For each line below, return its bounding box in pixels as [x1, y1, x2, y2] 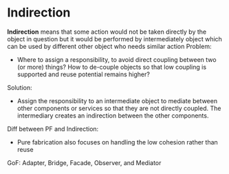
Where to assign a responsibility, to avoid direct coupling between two [17, 55, 217, 63]
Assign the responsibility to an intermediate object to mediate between [17, 96, 218, 105]
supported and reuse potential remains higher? [17, 70, 150, 78]
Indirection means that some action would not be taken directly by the [7, 28, 207, 36]
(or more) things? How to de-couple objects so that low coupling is [17, 63, 207, 71]
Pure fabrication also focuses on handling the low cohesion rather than [17, 138, 218, 146]
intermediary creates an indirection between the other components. [17, 111, 209, 120]
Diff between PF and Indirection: [7, 124, 99, 133]
